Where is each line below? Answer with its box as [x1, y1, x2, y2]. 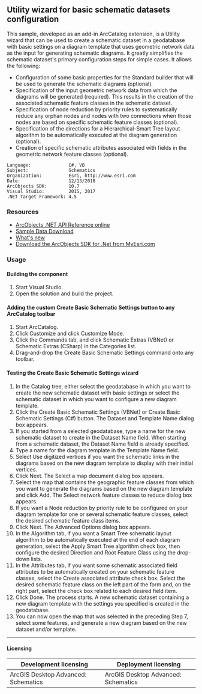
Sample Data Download [15, 228, 74, 235]
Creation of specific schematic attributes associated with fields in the [15, 144, 187, 151]
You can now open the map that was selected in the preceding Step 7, [15, 613, 188, 620]
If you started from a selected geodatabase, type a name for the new [15, 427, 186, 435]
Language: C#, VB [7, 162, 85, 168]
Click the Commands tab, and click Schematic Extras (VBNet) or [15, 336, 174, 343]
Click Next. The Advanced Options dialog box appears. [15, 523, 152, 530]
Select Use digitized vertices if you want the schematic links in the [15, 453, 180, 460]
